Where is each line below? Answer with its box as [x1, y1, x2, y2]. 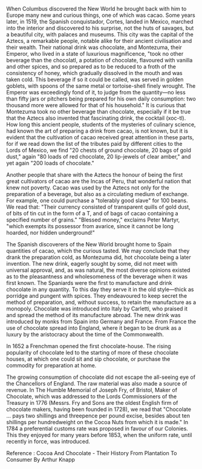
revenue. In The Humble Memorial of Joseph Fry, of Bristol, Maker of [6, 387, 177, 393]
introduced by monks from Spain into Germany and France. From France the [6, 318, 197, 325]
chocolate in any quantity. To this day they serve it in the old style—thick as [6, 286, 195, 293]
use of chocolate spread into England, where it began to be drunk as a [6, 324, 181, 332]
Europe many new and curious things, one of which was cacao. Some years [6, 11, 195, 19]
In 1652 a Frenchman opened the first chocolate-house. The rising [6, 343, 171, 350]
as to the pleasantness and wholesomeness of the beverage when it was [6, 273, 188, 280]
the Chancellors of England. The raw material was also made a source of [6, 380, 187, 387]
